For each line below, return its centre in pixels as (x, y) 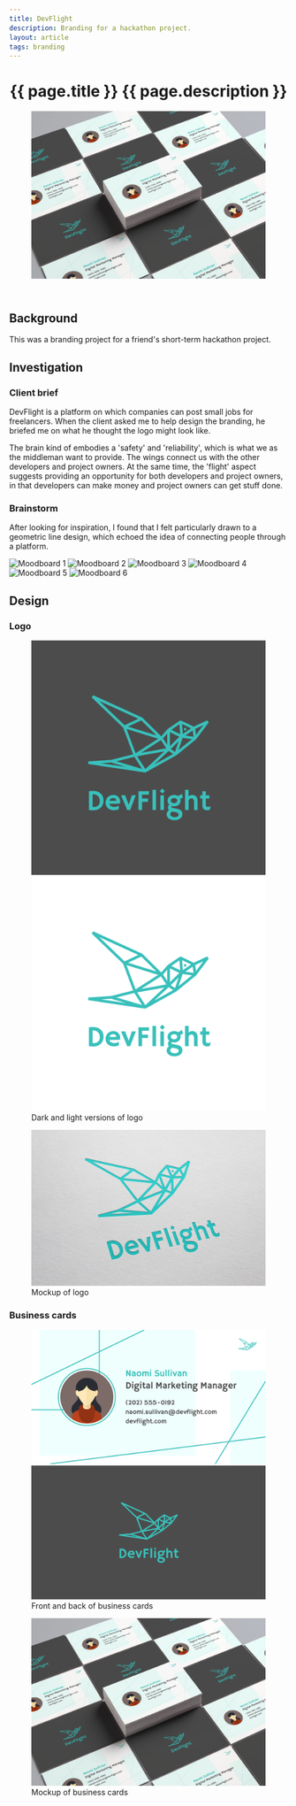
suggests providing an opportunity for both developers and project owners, (146, 476)
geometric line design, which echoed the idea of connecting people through (148, 537)
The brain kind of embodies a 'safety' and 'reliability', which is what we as (144, 448)
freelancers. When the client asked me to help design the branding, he (137, 421)
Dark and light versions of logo (87, 1117)
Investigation (46, 367)
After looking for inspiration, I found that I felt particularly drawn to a (133, 527)
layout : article (39, 37)
